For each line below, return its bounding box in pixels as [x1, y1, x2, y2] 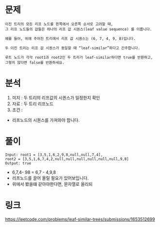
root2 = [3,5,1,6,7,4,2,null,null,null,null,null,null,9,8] [5, 156, 129, 162]
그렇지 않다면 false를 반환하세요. [5, 60, 64, 65]
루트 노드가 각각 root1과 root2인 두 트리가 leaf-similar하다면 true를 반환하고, [5, 55, 153, 60]
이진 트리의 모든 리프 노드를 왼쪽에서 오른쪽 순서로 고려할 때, [5, 21, 113, 27]
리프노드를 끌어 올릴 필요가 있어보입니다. [12, 175, 89, 181]
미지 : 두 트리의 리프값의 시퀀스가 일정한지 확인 [12, 95, 100, 100]
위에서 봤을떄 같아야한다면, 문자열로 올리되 [12, 181, 93, 187]
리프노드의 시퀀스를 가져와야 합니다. [12, 117, 80, 123]
